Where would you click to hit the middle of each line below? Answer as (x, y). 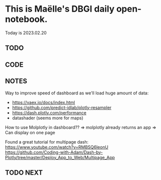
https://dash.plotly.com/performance (49, 112)
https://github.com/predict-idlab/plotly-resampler (62, 108)
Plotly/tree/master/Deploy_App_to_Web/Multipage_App (60, 157)
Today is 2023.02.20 (26, 33)
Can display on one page (30, 132)
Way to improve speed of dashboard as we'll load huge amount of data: (77, 93)
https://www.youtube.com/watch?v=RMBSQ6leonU (57, 147)
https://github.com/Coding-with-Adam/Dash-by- (54, 152)
